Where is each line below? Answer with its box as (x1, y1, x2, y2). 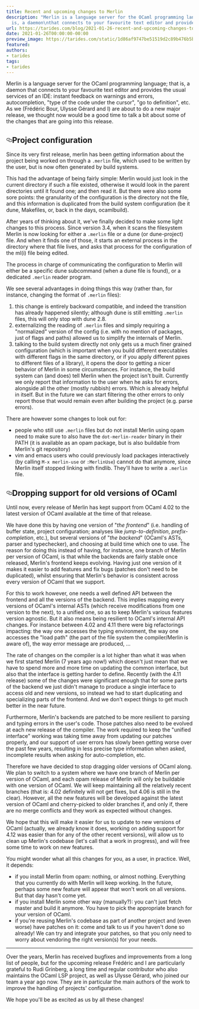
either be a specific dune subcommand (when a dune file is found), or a (6, 268, 181, 275)
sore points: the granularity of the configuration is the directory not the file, (6, 194, 189, 201)
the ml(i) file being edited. (6, 250, 69, 257)
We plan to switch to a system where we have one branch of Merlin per (6, 769, 180, 776)
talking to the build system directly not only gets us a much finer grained (14, 340, 192, 348)
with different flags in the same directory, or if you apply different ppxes (14, 354, 191, 361)
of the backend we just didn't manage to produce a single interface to (6, 683, 176, 690)
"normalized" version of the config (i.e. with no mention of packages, (14, 328, 184, 335)
